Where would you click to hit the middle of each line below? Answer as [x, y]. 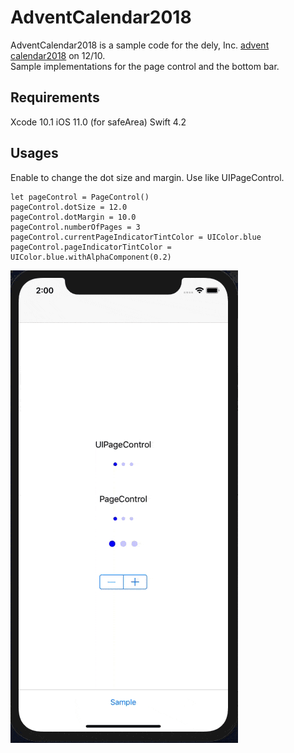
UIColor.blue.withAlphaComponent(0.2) [91, 257]
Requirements [55, 97]
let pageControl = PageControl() [80, 197]
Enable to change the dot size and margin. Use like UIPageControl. [147, 177]
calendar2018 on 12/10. [58, 55]
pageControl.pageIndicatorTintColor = [91, 247]
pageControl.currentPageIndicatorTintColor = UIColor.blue [136, 237]
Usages [34, 153]
